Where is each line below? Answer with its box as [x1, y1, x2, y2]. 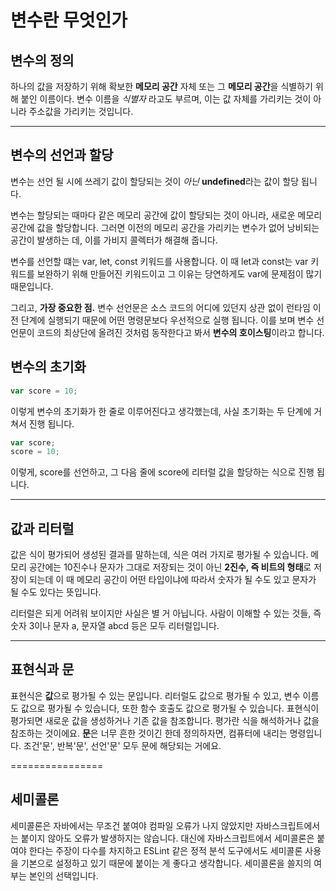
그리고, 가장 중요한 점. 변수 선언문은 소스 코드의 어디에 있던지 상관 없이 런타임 [10, 301, 311, 313]
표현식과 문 [10, 661, 75, 678]
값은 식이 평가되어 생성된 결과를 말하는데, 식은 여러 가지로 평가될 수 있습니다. [10, 549, 309, 561]
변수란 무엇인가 [10, 9, 128, 32]
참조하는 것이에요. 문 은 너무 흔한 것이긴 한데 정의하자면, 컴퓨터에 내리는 [10, 727, 288, 739]
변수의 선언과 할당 [10, 147, 114, 164]
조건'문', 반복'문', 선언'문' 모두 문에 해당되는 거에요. [23, 739, 222, 751]
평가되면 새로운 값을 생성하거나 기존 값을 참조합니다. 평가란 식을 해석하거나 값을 [10, 714, 320, 726]
